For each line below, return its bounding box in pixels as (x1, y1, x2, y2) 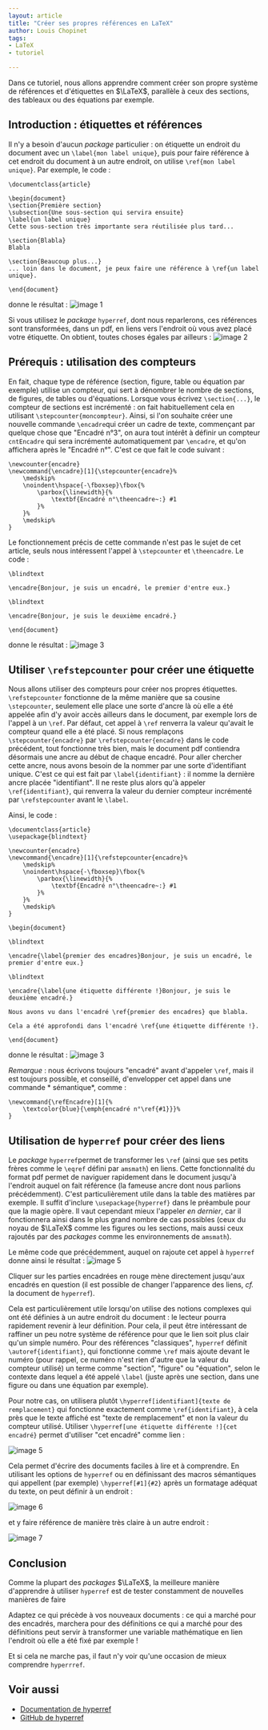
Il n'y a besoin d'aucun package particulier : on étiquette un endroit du (8, 139, 241, 149)
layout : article (8, 11, 62, 20)
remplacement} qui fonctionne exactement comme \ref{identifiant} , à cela (8, 1405, 258, 1414)
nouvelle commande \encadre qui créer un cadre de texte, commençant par (8, 419, 255, 428)
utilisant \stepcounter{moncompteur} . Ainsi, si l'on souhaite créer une (8, 410, 234, 420)
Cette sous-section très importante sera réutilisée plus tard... (8, 222, 234, 231)
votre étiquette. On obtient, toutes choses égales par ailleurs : (8, 332, 212, 341)
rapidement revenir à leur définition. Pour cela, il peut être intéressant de (8, 1321, 247, 1330)
